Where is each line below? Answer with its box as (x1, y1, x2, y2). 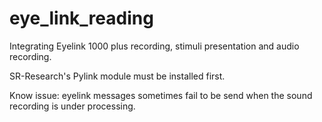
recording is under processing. (9, 100, 136, 112)
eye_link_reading (9, 7, 154, 30)
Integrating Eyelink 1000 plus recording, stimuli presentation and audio (9, 40, 300, 52)
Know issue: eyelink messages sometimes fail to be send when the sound (9, 89, 313, 101)
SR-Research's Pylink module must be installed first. (9, 70, 226, 82)
